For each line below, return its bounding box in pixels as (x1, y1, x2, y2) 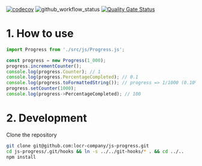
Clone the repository (6, 131, 57, 138)
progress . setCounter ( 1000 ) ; (6, 85, 77, 91)
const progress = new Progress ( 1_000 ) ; (6, 57, 106, 63)
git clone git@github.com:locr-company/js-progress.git (6, 143, 149, 149)
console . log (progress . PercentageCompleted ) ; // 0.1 (6, 74, 138, 81)
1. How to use (6, 27, 74, 40)
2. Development (6, 111, 87, 125)
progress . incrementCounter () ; (6, 63, 82, 69)
